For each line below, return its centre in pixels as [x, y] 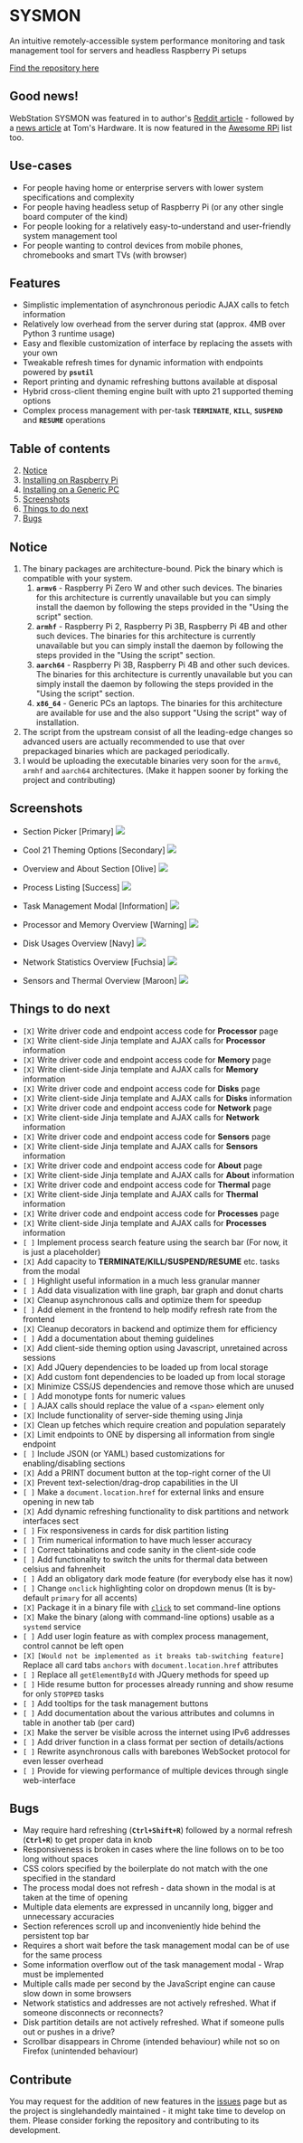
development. [35, 2130]
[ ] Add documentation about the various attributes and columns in [148, 1713]
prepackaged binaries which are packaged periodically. [126, 751]
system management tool [70, 235]
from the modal [51, 1270]
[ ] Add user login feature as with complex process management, [145, 1636]
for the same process [62, 1955]
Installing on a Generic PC [71, 490]
